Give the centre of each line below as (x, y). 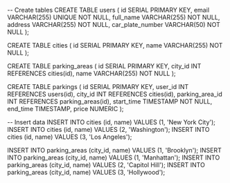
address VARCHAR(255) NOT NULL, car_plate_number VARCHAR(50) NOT (114, 25)
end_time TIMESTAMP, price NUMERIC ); (65, 109)
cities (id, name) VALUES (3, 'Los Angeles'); (70, 137)
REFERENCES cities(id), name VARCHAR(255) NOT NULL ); (92, 73)
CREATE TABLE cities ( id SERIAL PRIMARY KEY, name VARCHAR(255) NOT (115, 45)
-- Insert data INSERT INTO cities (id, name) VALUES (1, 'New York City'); (112, 122)
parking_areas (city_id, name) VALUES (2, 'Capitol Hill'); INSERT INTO (106, 165)
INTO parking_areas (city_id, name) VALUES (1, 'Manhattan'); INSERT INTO (114, 157)
